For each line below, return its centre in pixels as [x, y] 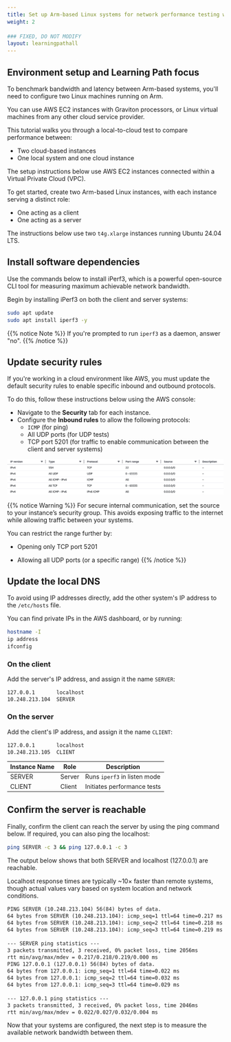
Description [123, 767]
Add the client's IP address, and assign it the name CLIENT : [90, 732]
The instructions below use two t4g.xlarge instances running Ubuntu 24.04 [114, 233]
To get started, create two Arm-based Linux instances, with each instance [112, 192]
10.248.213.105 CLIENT [41, 752]
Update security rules [55, 362]
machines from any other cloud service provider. [76, 116]
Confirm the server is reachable [77, 810]
